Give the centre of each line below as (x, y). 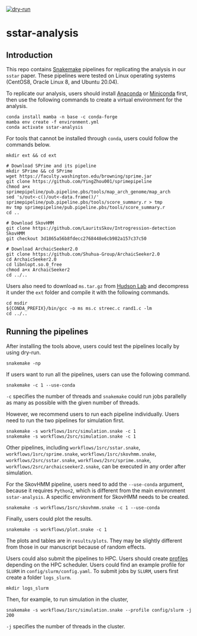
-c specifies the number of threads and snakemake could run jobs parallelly (96, 396)
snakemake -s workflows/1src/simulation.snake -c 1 (71, 431)
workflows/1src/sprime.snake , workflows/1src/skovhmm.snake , (81, 454)
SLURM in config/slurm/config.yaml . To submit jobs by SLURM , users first (92, 571)
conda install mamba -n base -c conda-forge (62, 117)
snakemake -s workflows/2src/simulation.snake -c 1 (71, 436)
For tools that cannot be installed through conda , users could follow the (92, 138)
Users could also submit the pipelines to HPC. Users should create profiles (97, 558)
